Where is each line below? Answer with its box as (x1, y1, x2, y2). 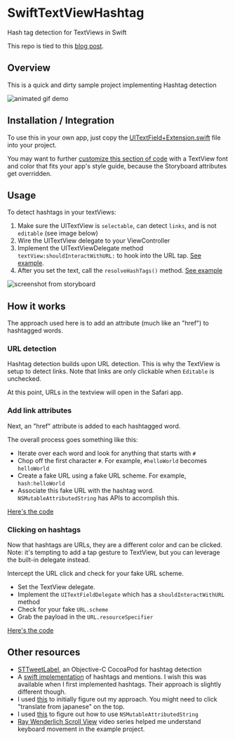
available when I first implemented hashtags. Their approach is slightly (17, 680, 222, 688)
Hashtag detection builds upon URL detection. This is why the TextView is (7, 360, 221, 368)
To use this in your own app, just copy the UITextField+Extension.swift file (7, 133, 221, 142)
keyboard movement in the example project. (17, 725, 145, 733)
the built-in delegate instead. (7, 556, 90, 564)
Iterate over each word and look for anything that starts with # (17, 449, 196, 457)
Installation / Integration (7, 114, 114, 127)
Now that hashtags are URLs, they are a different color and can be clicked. (7, 541, 222, 549)
